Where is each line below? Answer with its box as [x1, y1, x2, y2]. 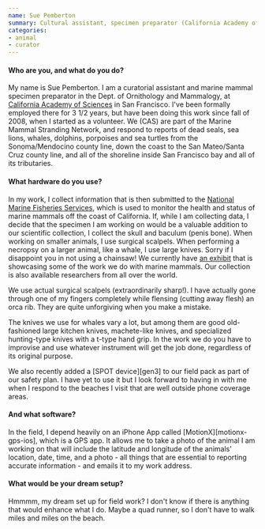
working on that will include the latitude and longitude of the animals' [8, 444, 233, 453]
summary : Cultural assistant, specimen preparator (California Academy [8, 19, 248, 27]
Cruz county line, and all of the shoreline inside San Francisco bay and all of [8, 150, 255, 160]
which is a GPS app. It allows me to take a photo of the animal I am [39, 436, 256, 445]
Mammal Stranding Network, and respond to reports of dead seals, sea [8, 125, 239, 134]
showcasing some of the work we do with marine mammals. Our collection [8, 262, 251, 271]
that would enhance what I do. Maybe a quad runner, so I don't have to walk [8, 504, 255, 514]
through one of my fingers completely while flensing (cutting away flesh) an [8, 293, 255, 303]
